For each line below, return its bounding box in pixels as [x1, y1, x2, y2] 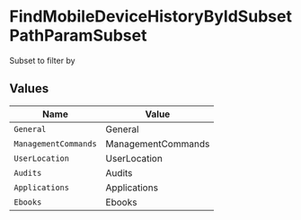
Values [9, 81, 49, 96]
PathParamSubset [9, 25, 147, 46]
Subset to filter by [9, 55, 75, 66]
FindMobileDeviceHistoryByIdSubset [9, 6, 292, 27]
